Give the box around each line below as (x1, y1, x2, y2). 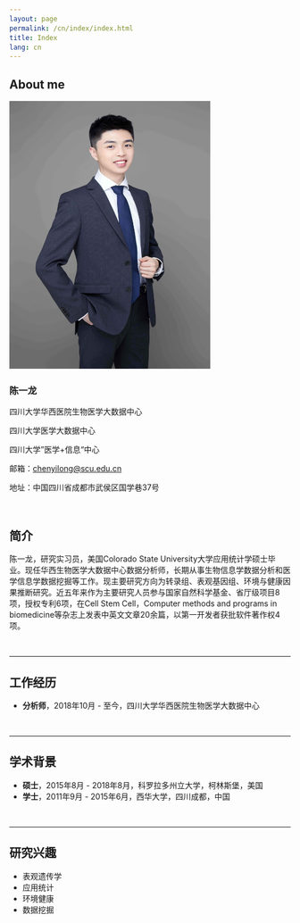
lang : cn (9, 43, 42, 52)
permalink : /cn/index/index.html (9, 23, 134, 33)
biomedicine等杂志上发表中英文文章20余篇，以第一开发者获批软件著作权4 (9, 610, 280, 620)
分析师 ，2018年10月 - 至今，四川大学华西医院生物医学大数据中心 (21, 700, 261, 711)
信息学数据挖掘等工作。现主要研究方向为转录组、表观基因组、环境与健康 (16, 576, 283, 586)
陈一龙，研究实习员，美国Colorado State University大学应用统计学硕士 (9, 553, 269, 564)
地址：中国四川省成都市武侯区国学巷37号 (9, 482, 160, 493)
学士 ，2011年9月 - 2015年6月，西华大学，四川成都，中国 (21, 791, 230, 802)
